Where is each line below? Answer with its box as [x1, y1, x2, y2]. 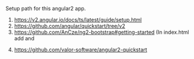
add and [14, 35, 35, 41]
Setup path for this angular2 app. [5, 5, 86, 12]
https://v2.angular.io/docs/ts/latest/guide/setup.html [14, 16, 142, 23]
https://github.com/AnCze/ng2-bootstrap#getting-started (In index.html [14, 29, 189, 36]
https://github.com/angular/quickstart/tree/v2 [14, 23, 125, 29]
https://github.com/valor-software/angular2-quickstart [14, 46, 147, 53]
